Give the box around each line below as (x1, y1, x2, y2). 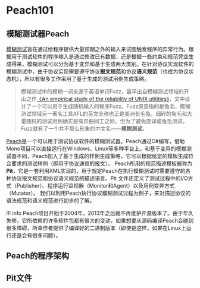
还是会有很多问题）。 (11, 232, 61, 239)
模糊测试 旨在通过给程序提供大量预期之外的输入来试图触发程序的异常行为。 (6, 46, 189, 52)
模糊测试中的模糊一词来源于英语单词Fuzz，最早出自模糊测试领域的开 (20, 88, 189, 95)
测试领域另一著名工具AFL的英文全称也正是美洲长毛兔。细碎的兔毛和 (20, 110, 187, 117)
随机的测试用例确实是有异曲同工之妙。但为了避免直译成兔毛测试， (26, 118, 188, 125)
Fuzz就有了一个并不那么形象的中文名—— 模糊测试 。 (20, 125, 148, 132)
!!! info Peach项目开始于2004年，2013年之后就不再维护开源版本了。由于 (6, 210, 183, 217)
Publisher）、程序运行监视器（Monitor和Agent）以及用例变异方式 (16, 182, 175, 189)
